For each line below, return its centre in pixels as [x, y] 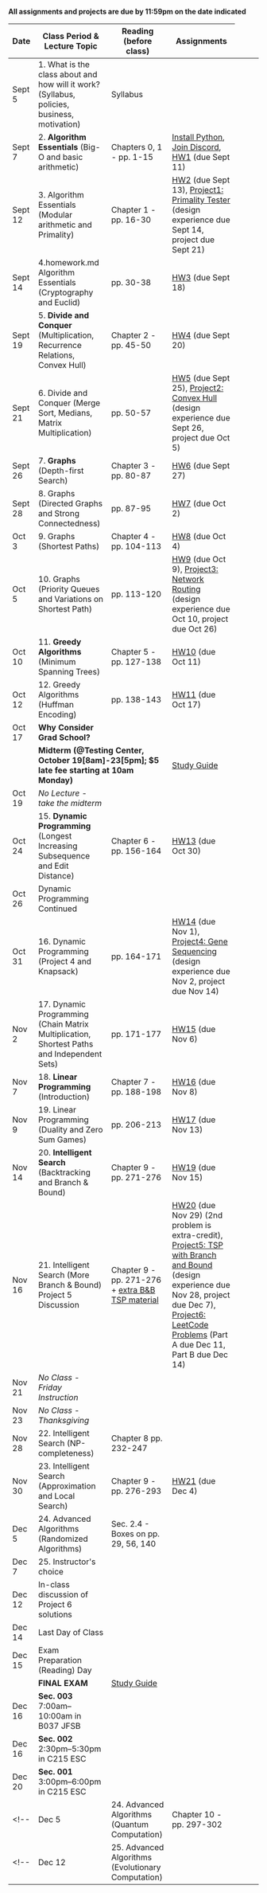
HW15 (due [194, 1029]
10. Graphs [60, 579]
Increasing [58, 846]
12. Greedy [60, 684]
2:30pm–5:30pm [70, 1749]
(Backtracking [65, 1172]
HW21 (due [194, 1481]
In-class [54, 1584]
